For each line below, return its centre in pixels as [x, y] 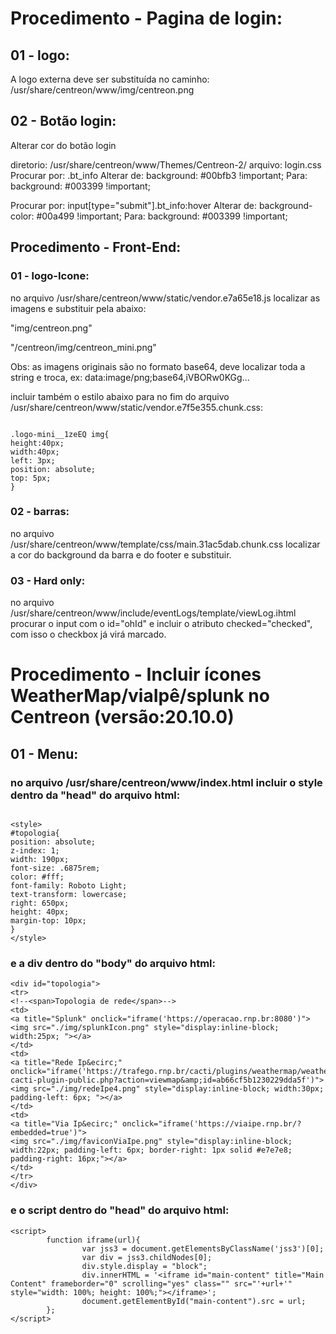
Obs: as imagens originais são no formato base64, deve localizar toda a [158, 366]
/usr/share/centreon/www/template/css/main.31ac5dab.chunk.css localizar [165, 544]
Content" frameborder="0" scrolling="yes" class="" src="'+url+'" [151, 1283]
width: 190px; [40, 859]
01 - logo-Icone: [50, 276]
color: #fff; [37, 877]
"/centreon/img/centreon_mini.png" [83, 347]
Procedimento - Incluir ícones [136, 674]
